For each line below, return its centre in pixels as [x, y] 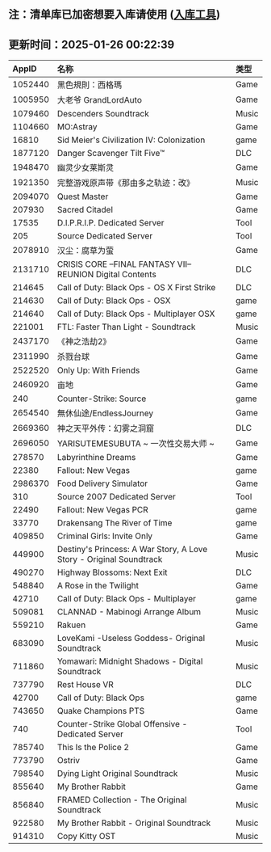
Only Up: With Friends [98, 370]
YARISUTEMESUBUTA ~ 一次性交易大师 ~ [136, 444]
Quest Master [83, 196]
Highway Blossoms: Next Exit [112, 572]
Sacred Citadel [85, 210]
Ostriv [69, 761]
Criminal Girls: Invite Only [105, 536]
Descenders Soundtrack [103, 114]
